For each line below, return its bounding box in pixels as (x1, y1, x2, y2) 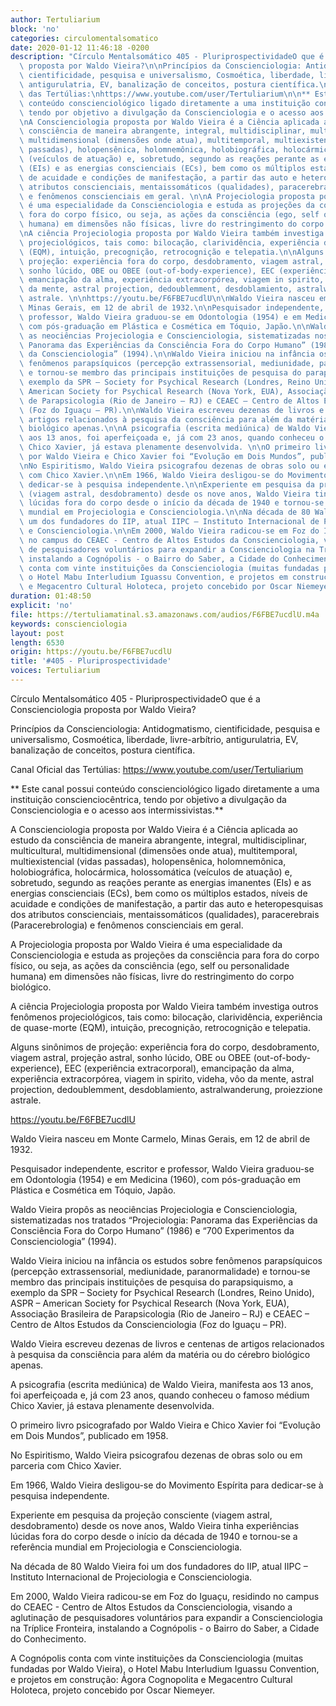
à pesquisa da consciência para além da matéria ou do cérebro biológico (10, 1348, 311, 1360)
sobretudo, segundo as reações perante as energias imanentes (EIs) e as (10, 876, 312, 888)
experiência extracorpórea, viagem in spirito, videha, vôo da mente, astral (10, 1072, 315, 1085)
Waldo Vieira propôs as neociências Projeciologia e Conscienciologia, (10, 1203, 298, 1215)
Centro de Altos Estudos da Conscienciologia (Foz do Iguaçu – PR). (10, 1318, 287, 1330)
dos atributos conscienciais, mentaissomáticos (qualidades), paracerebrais (10, 908, 320, 920)
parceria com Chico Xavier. (10, 1459, 122, 1471)
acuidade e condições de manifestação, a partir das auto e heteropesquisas (10, 897, 324, 910)
